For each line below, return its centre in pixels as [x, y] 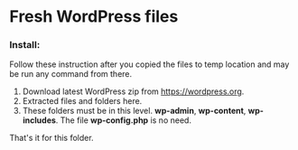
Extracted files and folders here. [82, 101]
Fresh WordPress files [94, 17]
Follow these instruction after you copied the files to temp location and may [149, 64]
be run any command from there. [71, 74]
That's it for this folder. [51, 138]
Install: [25, 45]
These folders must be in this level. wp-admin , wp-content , [134, 111]
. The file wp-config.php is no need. [124, 120]
